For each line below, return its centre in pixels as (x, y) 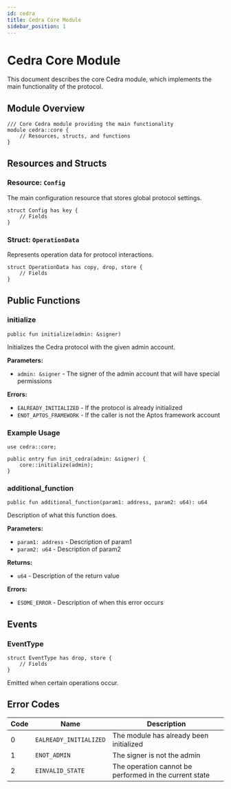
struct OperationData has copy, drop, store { (75, 268)
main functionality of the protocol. (55, 87)
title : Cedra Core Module (44, 20)
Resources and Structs (57, 163)
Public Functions (44, 300)
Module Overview (46, 108)
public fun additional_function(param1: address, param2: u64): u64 (107, 503)
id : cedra (21, 13)
